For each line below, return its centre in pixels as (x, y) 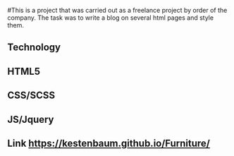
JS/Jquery (31, 119)
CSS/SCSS (31, 96)
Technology (34, 48)
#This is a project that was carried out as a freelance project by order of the (117, 10)
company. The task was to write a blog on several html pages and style (110, 18)
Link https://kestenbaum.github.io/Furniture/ (109, 143)
